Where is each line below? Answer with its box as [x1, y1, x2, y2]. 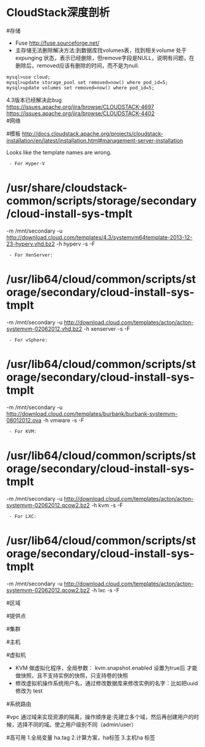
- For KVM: [9, 428, 37, 435]
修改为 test [15, 687, 43, 694]
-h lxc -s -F [91, 586, 120, 594]
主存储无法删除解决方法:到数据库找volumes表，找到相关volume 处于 [15, 47, 187, 54]
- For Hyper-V [9, 160, 45, 167]
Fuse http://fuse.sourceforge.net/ [15, 39, 100, 47]
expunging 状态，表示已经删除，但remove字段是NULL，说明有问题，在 [15, 54, 195, 61]
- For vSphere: [9, 337, 48, 343]
